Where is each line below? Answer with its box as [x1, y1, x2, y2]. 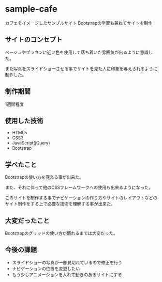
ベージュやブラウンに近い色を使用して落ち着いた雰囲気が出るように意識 [5, 49, 149, 55]
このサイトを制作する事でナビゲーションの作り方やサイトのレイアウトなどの [5, 195, 158, 201]
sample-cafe [5, 3, 58, 15]
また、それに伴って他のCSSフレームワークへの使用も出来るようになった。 [5, 185, 153, 190]
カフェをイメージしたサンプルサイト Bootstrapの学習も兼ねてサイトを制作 [5, 20, 153, 26]
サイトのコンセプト [5, 35, 62, 44]
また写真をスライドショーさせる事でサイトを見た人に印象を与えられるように [5, 65, 158, 71]
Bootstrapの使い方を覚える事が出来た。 [5, 174, 84, 180]
